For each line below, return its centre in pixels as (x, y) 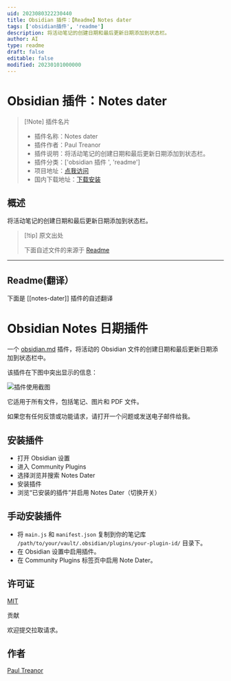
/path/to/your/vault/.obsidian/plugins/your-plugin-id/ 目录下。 (112, 542)
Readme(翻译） (41, 280)
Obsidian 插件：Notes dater (87, 101)
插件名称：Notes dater (66, 136)
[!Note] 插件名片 (47, 121)
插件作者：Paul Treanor (67, 145)
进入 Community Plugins (52, 467)
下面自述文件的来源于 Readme (67, 250)
